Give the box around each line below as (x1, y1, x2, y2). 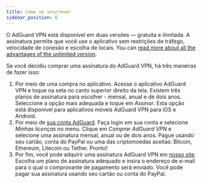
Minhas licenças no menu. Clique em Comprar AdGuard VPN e (14, 125, 172, 132)
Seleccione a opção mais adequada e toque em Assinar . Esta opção (14, 99, 185, 106)
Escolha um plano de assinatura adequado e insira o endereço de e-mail (14, 157, 195, 164)
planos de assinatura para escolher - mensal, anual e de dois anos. (14, 93, 182, 100)
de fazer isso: (6, 68, 40, 75)
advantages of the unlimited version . (6, 50, 98, 57)
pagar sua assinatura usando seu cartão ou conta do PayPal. (14, 170, 166, 177)
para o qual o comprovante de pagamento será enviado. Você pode (14, 164, 183, 171)
